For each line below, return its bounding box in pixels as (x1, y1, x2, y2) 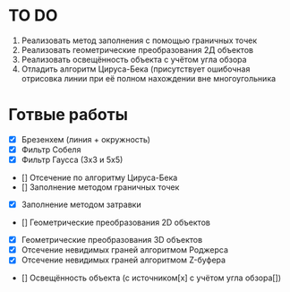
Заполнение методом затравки (21, 199, 141, 210)
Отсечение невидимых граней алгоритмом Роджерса (21, 245, 229, 255)
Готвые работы (8, 105, 129, 125)
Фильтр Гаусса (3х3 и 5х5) (21, 154, 124, 165)
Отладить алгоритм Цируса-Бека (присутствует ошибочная (21, 64, 251, 74)
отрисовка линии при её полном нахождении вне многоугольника (21, 73, 277, 83)
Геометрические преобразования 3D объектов (21, 235, 203, 245)
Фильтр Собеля (21, 144, 81, 155)
